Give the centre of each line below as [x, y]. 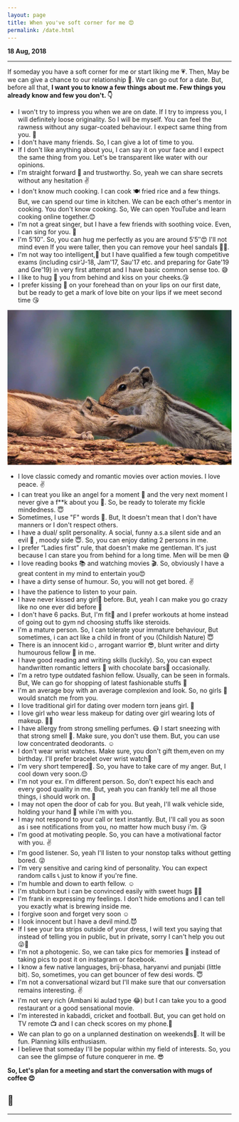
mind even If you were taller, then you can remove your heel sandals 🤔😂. [123, 247]
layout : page [27, 15]
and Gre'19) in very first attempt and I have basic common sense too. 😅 [123, 270]
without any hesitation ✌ [53, 181]
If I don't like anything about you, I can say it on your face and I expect [121, 150]
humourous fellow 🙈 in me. [57, 652]
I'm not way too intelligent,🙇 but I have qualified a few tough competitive [123, 255]
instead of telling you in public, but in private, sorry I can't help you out [121, 936]
